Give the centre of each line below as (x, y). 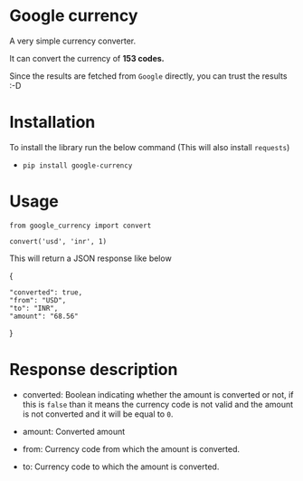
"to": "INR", (34, 308)
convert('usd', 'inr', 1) (58, 241)
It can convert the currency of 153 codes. (87, 58)
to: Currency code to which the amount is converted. (121, 467)
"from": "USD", (38, 300)
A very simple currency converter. (73, 41)
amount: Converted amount (74, 431)
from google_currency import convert (80, 226)
